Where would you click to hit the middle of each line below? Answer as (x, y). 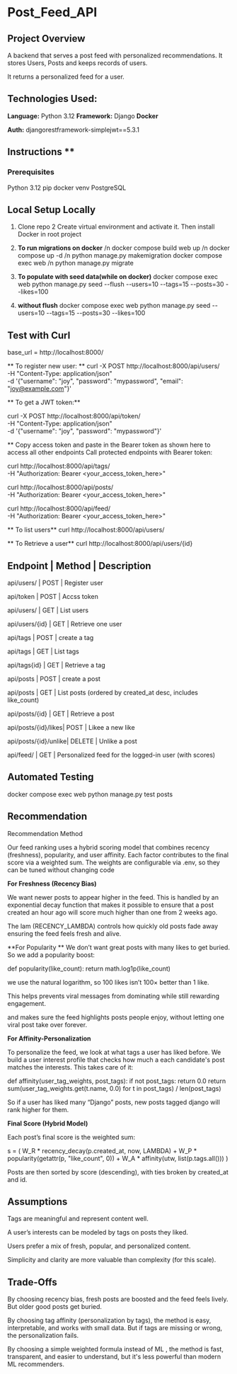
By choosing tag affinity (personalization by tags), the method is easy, (109, 1320)
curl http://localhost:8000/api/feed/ (59, 509)
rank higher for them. (38, 1109)
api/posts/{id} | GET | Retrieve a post (61, 714)
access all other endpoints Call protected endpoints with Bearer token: (110, 452)
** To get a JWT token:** (44, 402)
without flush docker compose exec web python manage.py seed (114, 306)
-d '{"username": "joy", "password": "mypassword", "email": (95, 381)
